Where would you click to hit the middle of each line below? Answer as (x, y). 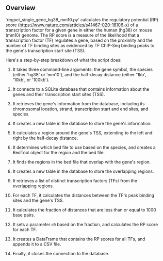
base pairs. (24, 215)
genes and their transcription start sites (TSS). (59, 94)
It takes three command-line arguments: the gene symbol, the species (83, 69)
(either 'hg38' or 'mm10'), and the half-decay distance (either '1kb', (79, 74)
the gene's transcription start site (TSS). (46, 50)
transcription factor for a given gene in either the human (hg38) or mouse (79, 30)
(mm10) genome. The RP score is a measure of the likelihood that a (73, 35)
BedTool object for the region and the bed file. (58, 152)
